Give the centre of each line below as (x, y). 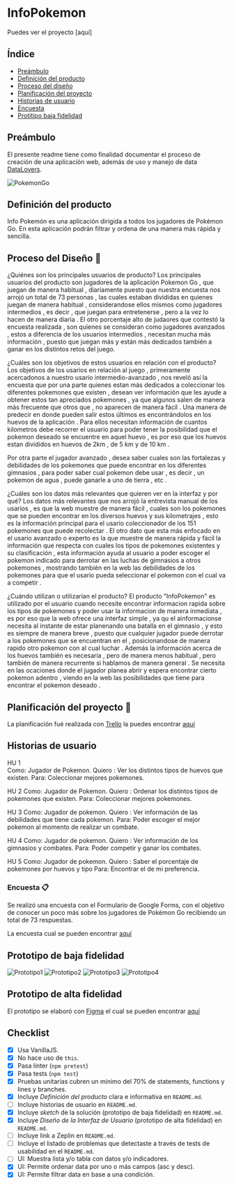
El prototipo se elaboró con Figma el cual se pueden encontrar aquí (104, 1011)
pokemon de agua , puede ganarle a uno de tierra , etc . (87, 480)
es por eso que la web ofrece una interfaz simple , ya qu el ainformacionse (114, 619)
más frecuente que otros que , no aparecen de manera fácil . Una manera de (117, 407)
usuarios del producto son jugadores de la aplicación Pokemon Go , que (111, 282)
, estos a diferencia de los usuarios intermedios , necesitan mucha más (109, 334)
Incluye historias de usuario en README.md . (77, 1104)
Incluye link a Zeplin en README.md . (66, 1135)
